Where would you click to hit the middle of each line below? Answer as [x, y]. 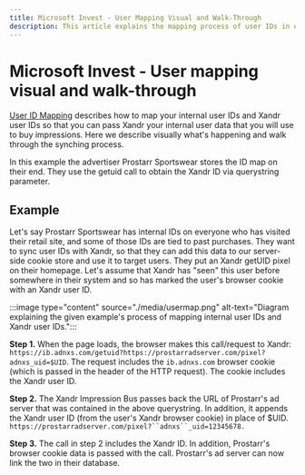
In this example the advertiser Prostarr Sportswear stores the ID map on [144, 162]
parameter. [30, 182]
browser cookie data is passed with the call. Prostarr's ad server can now [147, 453]
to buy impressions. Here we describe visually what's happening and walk [148, 135]
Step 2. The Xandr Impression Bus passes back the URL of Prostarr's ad [144, 399]
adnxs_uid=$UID [38, 363]
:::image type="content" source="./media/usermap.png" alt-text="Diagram [149, 307]
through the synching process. [67, 144]
